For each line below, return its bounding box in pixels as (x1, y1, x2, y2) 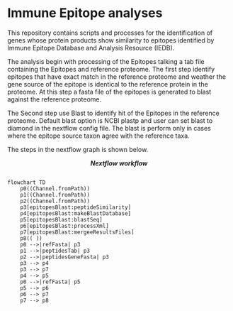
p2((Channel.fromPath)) (20, 197, 91, 204)
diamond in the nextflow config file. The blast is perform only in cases (7, 124, 211, 132)
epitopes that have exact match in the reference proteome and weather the (7, 72, 227, 81)
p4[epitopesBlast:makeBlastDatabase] (20, 209, 132, 217)
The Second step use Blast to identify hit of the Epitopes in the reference (7, 109, 220, 117)
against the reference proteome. (7, 94, 102, 104)
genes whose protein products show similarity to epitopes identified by (7, 36, 215, 44)
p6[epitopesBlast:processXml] (20, 222, 110, 229)
